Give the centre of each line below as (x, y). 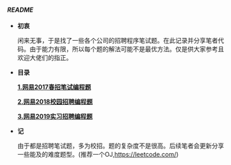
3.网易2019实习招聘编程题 (55, 117)
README (20, 10)
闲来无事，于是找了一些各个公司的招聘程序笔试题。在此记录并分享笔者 (118, 41)
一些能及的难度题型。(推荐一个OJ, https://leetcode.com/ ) (98, 155)
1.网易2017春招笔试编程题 (54, 87)
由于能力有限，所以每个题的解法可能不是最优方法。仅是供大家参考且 (127, 49)
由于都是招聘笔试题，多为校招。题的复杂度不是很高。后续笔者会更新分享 (120, 146)
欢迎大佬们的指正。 (45, 58)
